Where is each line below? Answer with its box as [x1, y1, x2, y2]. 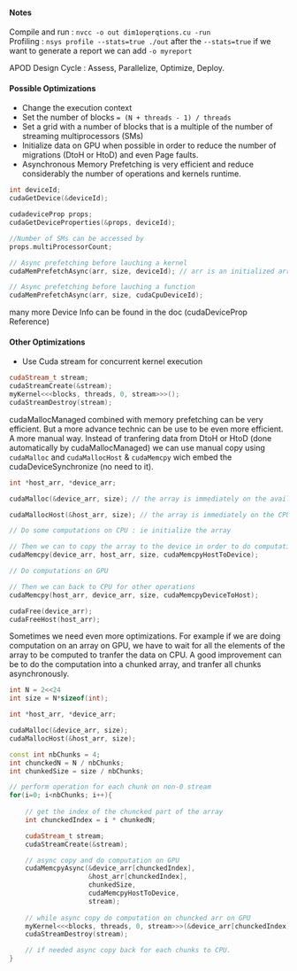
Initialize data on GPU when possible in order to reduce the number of [21, 140, 277, 151]
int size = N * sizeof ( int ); [9, 694, 109, 703]
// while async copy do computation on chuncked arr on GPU [25, 913, 251, 922]
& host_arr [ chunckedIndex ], [88, 873, 188, 882]
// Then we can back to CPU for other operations [9, 582, 196, 591]
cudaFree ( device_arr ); [9, 607, 93, 616]
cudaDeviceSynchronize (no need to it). [9, 461, 154, 471]
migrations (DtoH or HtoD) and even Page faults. [21, 150, 199, 160]
